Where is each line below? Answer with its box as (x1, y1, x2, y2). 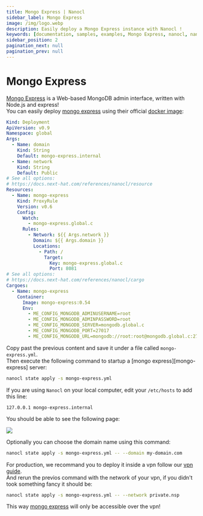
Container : (17, 293, 45, 300)
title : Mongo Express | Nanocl (6, 8, 85, 15)
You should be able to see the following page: (6, 415, 120, 422)
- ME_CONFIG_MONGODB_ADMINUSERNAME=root (28, 310, 131, 317)
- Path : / (38, 249, 63, 255)
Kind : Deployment (6, 119, 50, 125)
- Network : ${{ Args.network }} (28, 232, 110, 238)
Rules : (22, 226, 39, 232)
